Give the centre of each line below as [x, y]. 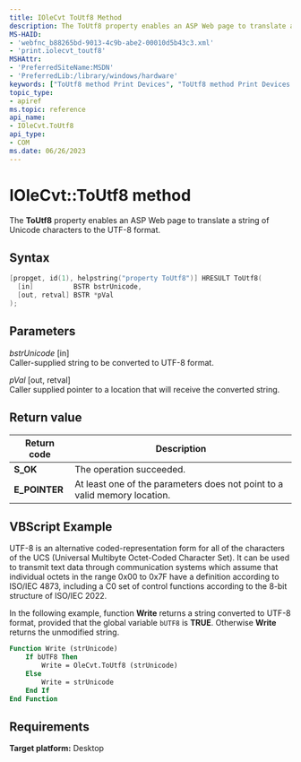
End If [38, 690]
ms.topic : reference [48, 109]
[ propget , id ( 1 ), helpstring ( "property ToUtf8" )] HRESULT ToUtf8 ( [136, 279]
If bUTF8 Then [52, 657]
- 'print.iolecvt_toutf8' [57, 51]
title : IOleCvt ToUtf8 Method [66, 17]
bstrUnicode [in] [39, 353]
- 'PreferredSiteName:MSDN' [62, 68]
